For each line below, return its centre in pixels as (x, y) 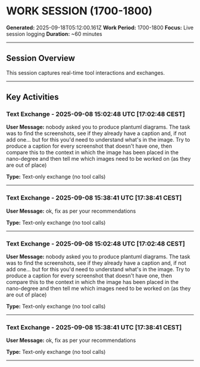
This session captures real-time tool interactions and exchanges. (85, 72)
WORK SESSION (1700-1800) (79, 11)
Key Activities (32, 97)
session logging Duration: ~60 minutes (54, 33)
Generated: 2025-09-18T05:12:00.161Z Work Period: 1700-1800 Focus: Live (100, 27)
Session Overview (41, 58)
